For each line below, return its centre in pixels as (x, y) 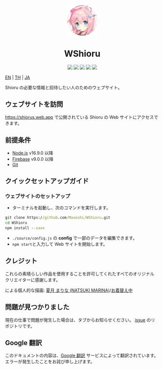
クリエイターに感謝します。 (33, 280)
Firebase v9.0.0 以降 (33, 159)
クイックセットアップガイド (47, 181)
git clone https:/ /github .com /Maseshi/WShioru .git (58, 218)
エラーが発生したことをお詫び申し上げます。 (50, 362)
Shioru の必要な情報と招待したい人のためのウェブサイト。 (64, 87)
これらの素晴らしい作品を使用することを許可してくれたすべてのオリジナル (80, 274)
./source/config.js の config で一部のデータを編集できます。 (74, 238)
